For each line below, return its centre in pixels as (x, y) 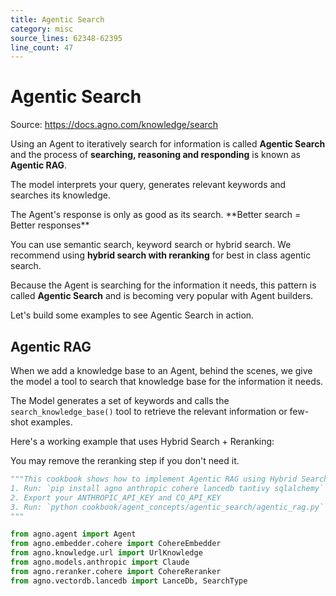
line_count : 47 (42, 47)
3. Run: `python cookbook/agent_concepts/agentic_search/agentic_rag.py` (167, 507)
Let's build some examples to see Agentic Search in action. (132, 315)
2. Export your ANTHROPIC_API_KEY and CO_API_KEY (116, 497)
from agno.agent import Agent (73, 534)
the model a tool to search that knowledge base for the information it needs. (167, 381)
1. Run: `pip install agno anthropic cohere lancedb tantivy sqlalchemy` (167, 488)
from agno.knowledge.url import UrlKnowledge (106, 553)
